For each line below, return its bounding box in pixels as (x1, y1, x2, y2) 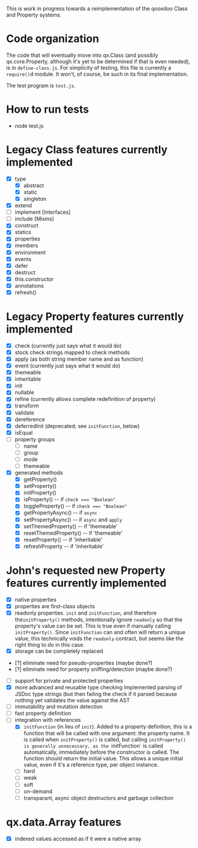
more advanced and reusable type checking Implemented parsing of (14, 684, 183, 691)
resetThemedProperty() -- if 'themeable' (23, 529, 123, 537)
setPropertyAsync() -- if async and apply (23, 516, 123, 523)
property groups (14, 435, 55, 443)
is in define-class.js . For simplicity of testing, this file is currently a (6, 64, 172, 71)
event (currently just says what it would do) (14, 362, 120, 370)
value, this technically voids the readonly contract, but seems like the (14, 635, 184, 642)
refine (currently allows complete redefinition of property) (14, 396, 156, 403)
